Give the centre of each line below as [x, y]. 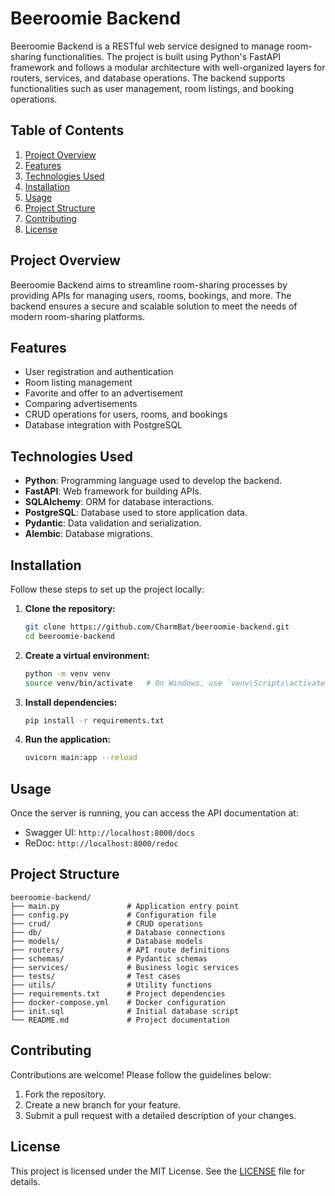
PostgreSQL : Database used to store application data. [136, 513]
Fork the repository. [65, 1094]
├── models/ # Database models [106, 941]
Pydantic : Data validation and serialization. [113, 523]
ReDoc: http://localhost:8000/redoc [101, 843]
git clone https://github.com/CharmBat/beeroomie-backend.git [157, 627]
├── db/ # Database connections [118, 932]
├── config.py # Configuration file [113, 915]
